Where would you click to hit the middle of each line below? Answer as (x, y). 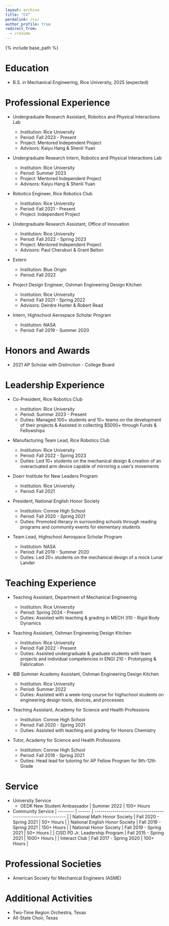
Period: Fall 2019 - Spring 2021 (52, 755)
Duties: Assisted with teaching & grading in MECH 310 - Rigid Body (90, 617)
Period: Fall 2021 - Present (48, 208)
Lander (28, 563)
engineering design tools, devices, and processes (72, 700)
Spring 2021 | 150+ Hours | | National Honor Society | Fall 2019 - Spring (87, 827)
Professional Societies (53, 864)
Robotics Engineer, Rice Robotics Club (52, 193)
